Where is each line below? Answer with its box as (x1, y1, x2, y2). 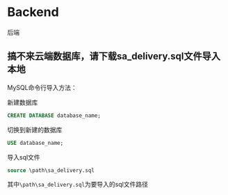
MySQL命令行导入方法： (7, 83, 78, 91)
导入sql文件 (7, 153, 40, 161)
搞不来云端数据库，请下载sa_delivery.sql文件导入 (7, 50, 221, 63)
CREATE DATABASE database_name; (7, 112, 101, 119)
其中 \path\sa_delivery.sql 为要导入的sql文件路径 (7, 180, 148, 189)
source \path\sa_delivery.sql (7, 166, 95, 174)
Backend (7, 4, 59, 20)
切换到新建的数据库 (7, 125, 63, 134)
